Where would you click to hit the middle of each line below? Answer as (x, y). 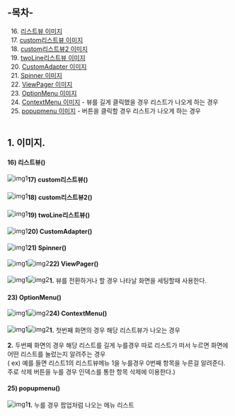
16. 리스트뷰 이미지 (36, 31)
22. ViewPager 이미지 (41, 84)
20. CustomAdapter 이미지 (48, 67)
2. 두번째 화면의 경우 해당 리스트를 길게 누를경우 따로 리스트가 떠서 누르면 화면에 (118, 345)
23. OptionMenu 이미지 (44, 93)
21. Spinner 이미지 (36, 75)
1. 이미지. (27, 143)
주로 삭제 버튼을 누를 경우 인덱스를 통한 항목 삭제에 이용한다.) (91, 371)
